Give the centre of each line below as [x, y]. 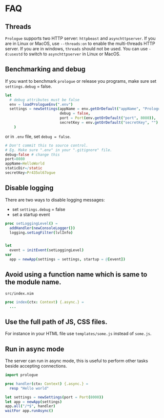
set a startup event [31, 214]
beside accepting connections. [36, 366]
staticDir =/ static [24, 168]
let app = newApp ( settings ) [34, 402]
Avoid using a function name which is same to [76, 275]
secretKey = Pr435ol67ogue [30, 173]
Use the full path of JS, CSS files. [56, 322]
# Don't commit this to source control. [47, 145]
